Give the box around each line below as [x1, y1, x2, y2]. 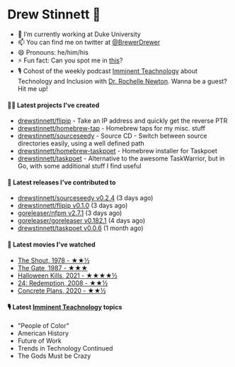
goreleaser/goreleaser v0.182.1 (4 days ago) [17, 217, 146, 225]
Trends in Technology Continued [17, 344, 113, 352]
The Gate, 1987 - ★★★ [17, 263, 88, 272]
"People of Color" [17, 321, 69, 329]
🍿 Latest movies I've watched [7, 240, 96, 248]
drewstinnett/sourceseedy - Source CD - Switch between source [17, 131, 207, 141]
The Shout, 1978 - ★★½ [17, 256, 90, 265]
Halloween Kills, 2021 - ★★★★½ [17, 271, 118, 280]
